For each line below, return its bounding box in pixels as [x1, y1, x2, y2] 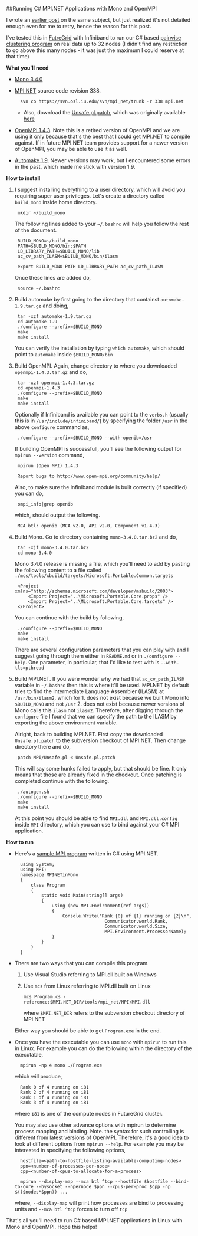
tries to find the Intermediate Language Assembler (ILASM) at [14, 688, 164, 695]
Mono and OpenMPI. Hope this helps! [6, 1224, 97, 1230]
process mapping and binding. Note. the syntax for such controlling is [14, 1128, 184, 1135]
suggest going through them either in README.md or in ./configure [14, 653, 173, 660]
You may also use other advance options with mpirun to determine [14, 1122, 176, 1129]
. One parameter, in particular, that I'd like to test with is [25, 659, 160, 665]
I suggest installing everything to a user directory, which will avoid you [14, 186, 186, 193]
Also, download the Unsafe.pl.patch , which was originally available [23, 109, 186, 116]
